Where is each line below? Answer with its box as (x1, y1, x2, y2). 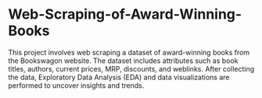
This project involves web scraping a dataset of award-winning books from (8, 47, 250, 57)
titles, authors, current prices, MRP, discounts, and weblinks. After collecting (8, 64, 255, 73)
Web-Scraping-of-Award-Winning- (8, 5, 242, 23)
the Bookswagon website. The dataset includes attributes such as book (8, 56, 239, 65)
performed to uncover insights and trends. (8, 80, 145, 90)
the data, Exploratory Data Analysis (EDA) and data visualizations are (8, 72, 230, 82)
